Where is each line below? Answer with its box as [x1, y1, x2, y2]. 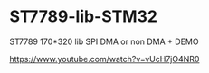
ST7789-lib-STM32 [9, 6, 158, 27]
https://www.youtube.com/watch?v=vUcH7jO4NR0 [9, 53, 200, 64]
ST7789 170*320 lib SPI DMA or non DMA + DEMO [9, 36, 199, 47]
